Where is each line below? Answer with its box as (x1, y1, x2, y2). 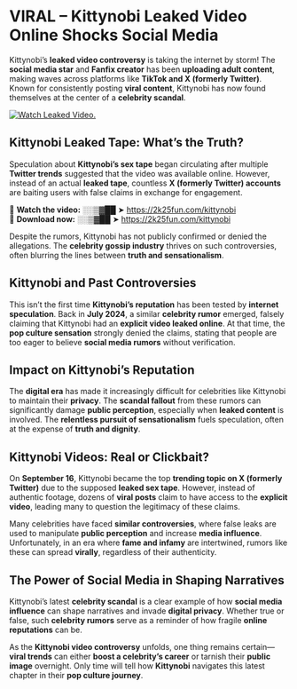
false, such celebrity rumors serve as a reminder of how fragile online (9, 615, 268, 625)
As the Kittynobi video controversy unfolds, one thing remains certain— (9, 642, 275, 652)
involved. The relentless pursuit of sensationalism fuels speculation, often (9, 415, 284, 425)
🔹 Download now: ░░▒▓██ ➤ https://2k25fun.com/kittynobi (9, 213, 231, 224)
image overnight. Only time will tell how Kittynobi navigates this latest (9, 661, 266, 671)
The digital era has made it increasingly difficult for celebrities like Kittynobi (9, 386, 286, 397)
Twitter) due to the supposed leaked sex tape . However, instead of (9, 482, 255, 494)
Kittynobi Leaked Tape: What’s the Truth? (9, 135, 244, 150)
